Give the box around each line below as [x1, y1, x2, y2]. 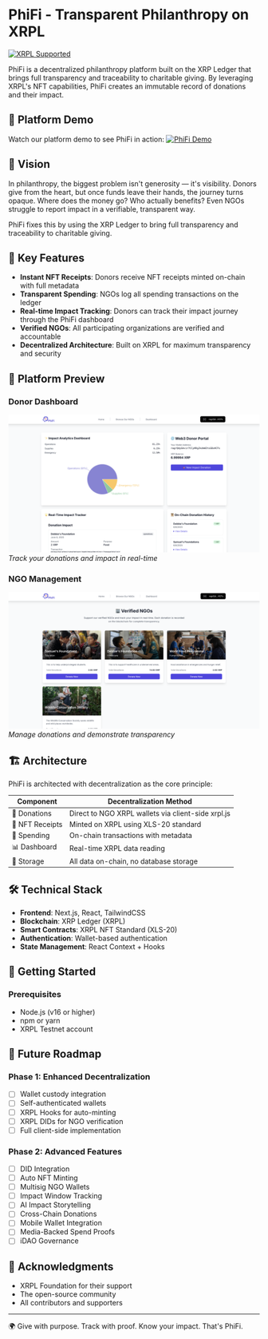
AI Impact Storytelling [19, 1200, 92, 1210]
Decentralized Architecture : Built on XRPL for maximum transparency [19, 340, 251, 350]
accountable [19, 332, 61, 341]
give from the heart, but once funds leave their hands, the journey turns [8, 187, 244, 197]
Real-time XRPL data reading [69, 843, 165, 852]
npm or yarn [19, 1015, 61, 1025]
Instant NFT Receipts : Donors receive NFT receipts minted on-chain [19, 272, 246, 282]
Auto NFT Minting [19, 1173, 78, 1183]
